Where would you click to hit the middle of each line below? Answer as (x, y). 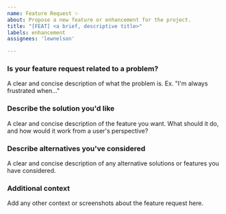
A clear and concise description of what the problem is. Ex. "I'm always (108, 83)
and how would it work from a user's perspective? (78, 131)
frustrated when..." (34, 91)
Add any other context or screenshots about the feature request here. (105, 203)
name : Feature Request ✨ (43, 13)
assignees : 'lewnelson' (41, 39)
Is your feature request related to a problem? (83, 69)
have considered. (32, 171)
